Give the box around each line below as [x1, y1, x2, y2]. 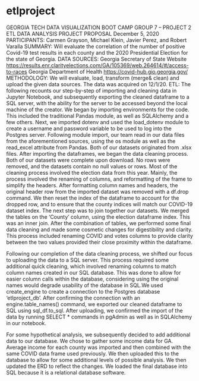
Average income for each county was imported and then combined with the [6, 344, 191, 351]
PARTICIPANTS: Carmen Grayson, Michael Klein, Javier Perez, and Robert [6, 36, 187, 43]
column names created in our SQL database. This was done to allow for [6, 269, 181, 276]
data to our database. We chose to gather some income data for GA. [6, 337, 173, 344]
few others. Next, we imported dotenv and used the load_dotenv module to [6, 118, 189, 125]
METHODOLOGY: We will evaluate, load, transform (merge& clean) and [6, 74, 179, 81]
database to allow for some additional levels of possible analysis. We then [6, 356, 187, 363]
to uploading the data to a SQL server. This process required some [6, 256, 169, 263]
